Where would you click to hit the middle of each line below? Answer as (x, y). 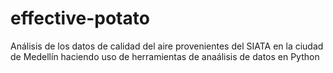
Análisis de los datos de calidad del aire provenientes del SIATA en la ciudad (167, 46)
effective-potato (80, 18)
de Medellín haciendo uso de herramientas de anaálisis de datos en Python (165, 56)
